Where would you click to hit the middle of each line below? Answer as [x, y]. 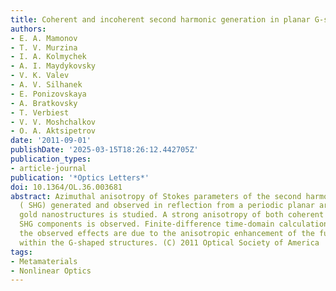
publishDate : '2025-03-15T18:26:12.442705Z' [104, 150]
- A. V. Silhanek [46, 85]
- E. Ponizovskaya [48, 94]
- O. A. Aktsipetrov [53, 131]
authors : [28, 29]
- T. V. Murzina [44, 47]
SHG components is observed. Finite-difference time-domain [147, 224]
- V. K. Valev [40, 76]
